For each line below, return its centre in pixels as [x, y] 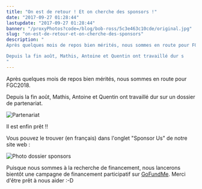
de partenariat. [25, 103]
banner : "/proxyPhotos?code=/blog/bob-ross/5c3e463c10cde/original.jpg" [99, 28]
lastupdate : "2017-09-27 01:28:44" [51, 23]
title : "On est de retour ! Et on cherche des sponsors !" [82, 12]
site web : [18, 144]
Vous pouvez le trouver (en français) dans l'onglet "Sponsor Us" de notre [97, 138]
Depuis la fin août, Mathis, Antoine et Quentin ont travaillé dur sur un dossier [101, 97]
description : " [25, 40]
